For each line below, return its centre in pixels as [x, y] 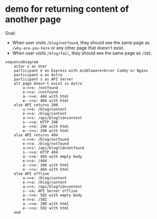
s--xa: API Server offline [50, 191]
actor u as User [31, 66]
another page [33, 19]
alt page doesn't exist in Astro [48, 83]
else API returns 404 [36, 135]
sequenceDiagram [22, 62]
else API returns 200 [36, 105]
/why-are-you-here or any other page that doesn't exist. [68, 48]
